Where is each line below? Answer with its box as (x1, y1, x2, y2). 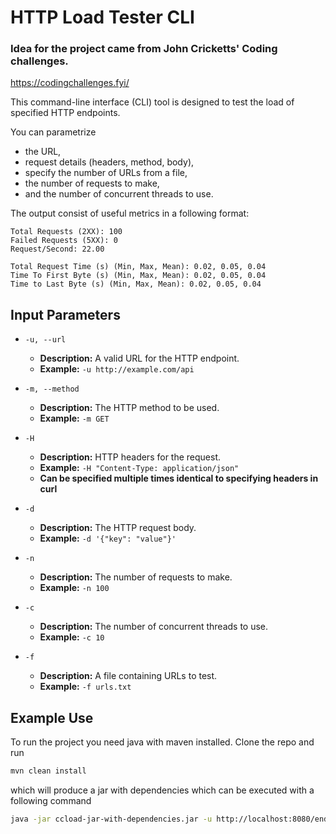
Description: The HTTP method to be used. (39, 402, 220, 414)
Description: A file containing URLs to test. (39, 670, 218, 682)
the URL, (24, 146, 62, 158)
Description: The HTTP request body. (39, 522, 197, 534)
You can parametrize (10, 126, 97, 138)
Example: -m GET (39, 412, 110, 425)
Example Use (10, 709, 94, 726)
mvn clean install (10, 766, 87, 776)
